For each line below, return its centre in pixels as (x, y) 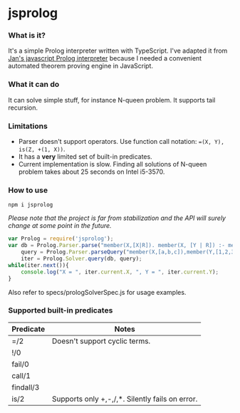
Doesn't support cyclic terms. (101, 341)
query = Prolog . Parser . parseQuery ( (74, 252)
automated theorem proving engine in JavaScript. (81, 66)
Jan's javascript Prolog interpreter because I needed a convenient (105, 58)
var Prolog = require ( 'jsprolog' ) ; (61, 239)
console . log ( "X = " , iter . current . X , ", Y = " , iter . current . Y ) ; (120, 272)
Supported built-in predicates (61, 310)
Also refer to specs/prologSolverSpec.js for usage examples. (97, 292)
